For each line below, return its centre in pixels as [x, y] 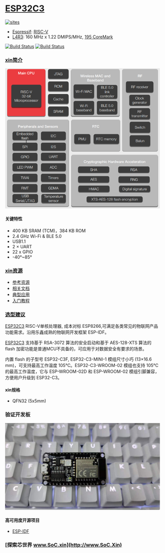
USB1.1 [19, 241]
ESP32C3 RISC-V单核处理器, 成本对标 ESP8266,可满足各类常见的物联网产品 [82, 326]
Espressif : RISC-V [30, 31]
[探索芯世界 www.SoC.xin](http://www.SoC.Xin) [64, 545]
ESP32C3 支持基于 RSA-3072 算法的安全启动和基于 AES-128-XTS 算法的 [78, 343]
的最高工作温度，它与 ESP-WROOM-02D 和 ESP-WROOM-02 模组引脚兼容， [82, 371]
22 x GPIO [23, 252]
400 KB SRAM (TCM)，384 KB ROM [49, 231]
